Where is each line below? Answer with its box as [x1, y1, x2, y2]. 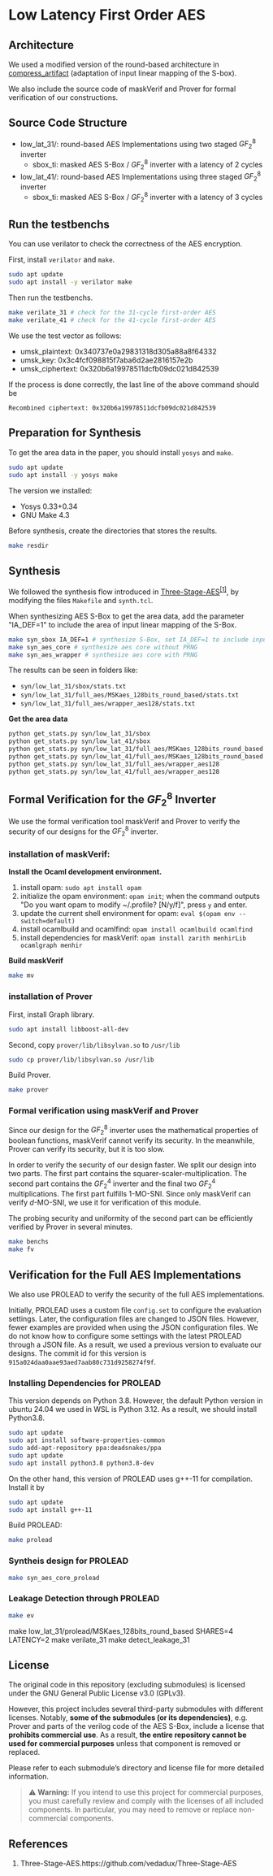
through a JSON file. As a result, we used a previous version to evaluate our [8, 1340, 262, 1350]
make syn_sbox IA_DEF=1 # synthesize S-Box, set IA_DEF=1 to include [8, 636, 249, 644]
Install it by [8, 1482, 45, 1492]
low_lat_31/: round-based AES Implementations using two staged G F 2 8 [19, 137, 256, 151]
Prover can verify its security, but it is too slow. [8, 1144, 165, 1154]
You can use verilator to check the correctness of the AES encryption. [8, 239, 242, 249]
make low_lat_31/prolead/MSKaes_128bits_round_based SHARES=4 [8, 1626, 234, 1635]
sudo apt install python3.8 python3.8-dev [8, 1459, 154, 1467]
